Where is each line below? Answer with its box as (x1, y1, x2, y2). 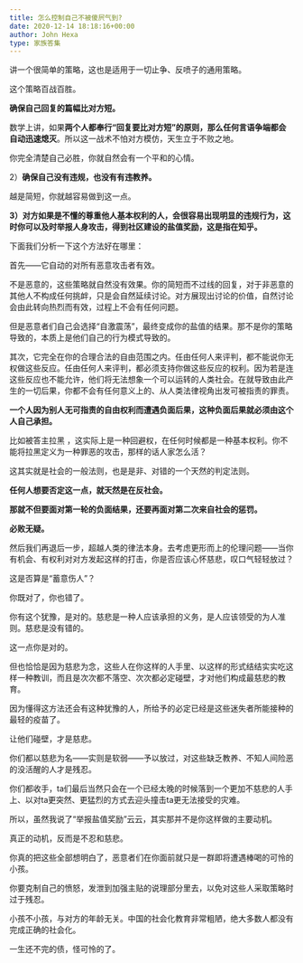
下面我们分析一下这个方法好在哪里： (9, 241, 144, 251)
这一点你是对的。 (9, 642, 73, 653)
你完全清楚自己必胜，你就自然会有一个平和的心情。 (9, 153, 199, 164)
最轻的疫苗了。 (9, 714, 65, 725)
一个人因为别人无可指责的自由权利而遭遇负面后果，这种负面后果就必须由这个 (9, 404, 294, 416)
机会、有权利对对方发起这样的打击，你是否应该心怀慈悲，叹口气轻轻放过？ (16, 553, 294, 565)
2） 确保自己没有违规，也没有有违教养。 (9, 172, 157, 183)
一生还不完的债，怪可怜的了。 (9, 944, 120, 955)
